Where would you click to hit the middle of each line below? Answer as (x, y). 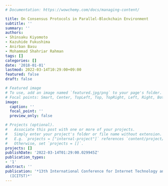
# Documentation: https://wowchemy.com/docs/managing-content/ (72, 10)
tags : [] (14, 56)
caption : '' (22, 107)
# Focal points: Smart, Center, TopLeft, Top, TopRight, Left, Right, (80, 97)
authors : (14, 33)
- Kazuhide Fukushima (28, 42)
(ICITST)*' (21, 176)
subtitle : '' (19, 23)
